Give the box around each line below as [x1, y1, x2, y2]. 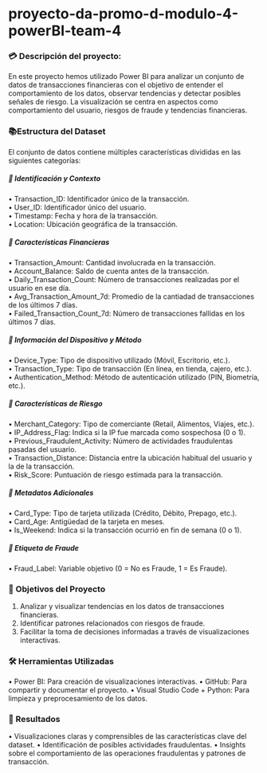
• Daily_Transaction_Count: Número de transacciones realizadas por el [8, 274, 240, 284]
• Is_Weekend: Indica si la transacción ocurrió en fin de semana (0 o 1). [8, 525, 242, 535]
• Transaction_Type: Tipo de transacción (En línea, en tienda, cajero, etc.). [8, 363, 252, 373]
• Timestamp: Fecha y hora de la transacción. [8, 210, 159, 220]
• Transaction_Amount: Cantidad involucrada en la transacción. [8, 257, 216, 267]
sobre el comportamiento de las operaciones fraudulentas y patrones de [8, 748, 246, 758]
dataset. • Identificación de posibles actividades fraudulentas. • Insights [8, 740, 246, 750]
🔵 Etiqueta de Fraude [8, 543, 80, 553]
